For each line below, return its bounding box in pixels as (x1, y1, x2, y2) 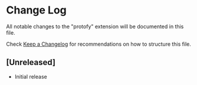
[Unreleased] (6, 57, 56, 67)
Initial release (14, 73, 47, 80)
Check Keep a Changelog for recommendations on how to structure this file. (6, 40, 192, 47)
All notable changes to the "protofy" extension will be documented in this (6, 23, 184, 30)
